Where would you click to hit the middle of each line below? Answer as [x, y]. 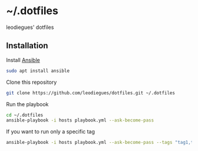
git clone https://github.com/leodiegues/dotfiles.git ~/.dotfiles [91, 93]
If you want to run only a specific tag [51, 132]
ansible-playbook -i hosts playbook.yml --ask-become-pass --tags [89, 143]
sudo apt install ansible [38, 71]
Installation [27, 46]
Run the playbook [27, 104]
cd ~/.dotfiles [25, 115]
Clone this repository [32, 82]
